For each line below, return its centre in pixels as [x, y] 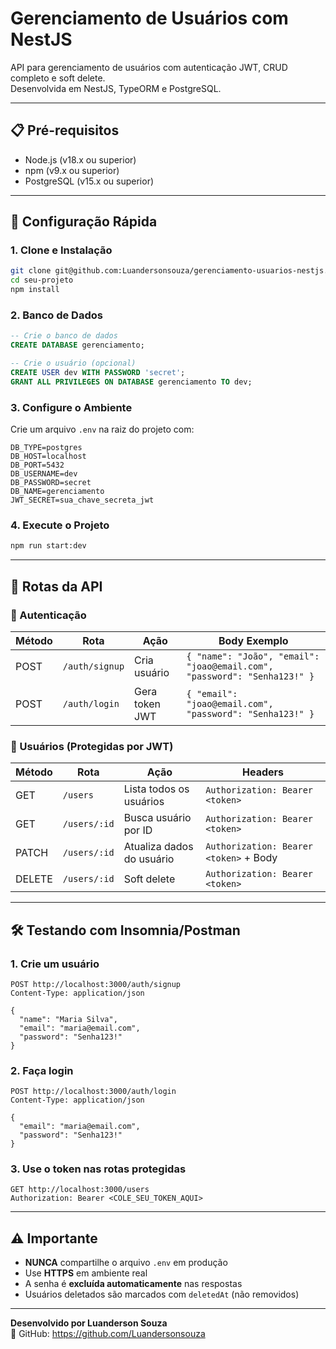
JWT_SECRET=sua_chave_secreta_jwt [82, 500]
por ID [138, 830]
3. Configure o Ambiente [71, 407]
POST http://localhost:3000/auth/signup [96, 984]
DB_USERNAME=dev [44, 474]
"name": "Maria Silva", [68, 1019]
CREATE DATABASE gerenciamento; [77, 345]
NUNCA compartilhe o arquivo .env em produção [126, 1263]
